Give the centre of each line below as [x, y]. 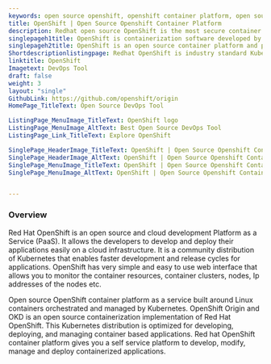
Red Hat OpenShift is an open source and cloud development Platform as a [133, 232]
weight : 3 [25, 83]
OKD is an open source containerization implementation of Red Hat [120, 316]
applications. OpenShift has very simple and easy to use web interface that [133, 266]
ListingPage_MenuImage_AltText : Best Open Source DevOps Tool [115, 128]
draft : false [30, 76]
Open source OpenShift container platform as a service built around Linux [131, 299]
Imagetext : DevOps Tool [48, 69]
